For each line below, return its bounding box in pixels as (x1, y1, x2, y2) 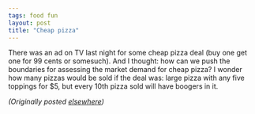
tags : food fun (8, 11, 58, 20)
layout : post (8, 19, 51, 27)
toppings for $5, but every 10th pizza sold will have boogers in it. (8, 82, 219, 91)
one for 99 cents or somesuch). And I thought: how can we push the (8, 56, 231, 66)
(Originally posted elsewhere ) (8, 97, 105, 107)
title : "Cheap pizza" (8, 26, 80, 34)
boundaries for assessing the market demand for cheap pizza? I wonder (8, 65, 242, 74)
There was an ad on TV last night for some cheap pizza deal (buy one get (8, 48, 247, 58)
